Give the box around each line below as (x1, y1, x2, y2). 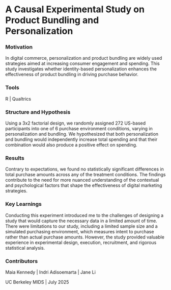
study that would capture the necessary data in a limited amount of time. (5, 217, 158, 224)
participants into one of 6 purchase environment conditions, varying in (5, 126, 153, 132)
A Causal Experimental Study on (5, 4, 145, 15)
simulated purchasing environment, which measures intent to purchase (5, 228, 154, 234)
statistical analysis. (5, 245, 45, 251)
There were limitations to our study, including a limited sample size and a (5, 223, 158, 229)
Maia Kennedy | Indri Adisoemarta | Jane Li (5, 269, 96, 275)
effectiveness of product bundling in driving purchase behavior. (5, 71, 139, 78)
